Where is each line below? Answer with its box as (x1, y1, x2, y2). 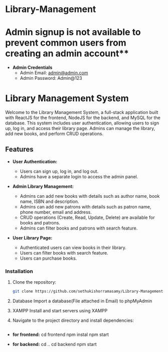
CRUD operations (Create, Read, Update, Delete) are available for (20, 214, 155, 220)
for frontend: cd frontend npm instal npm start (12, 331, 109, 337)
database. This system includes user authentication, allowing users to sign (5, 120, 159, 126)
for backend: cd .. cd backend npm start (12, 341, 97, 347)
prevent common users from (5, 37, 126, 49)
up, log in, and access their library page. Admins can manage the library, (5, 126, 155, 132)
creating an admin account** (5, 48, 129, 59)
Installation (5, 268, 34, 275)
